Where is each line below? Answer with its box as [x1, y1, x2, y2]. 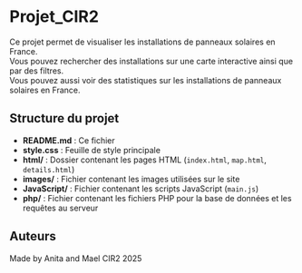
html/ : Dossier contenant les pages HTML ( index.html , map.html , [22, 154, 268, 165]
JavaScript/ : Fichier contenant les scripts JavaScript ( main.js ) [22, 183, 259, 194]
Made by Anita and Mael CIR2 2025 [9, 252, 142, 264]
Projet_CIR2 [9, 6, 100, 27]
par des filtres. [9, 65, 64, 76]
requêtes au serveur [22, 202, 99, 213]
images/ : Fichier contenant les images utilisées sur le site [22, 173, 240, 184]
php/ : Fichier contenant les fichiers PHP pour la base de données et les [22, 192, 292, 203]
